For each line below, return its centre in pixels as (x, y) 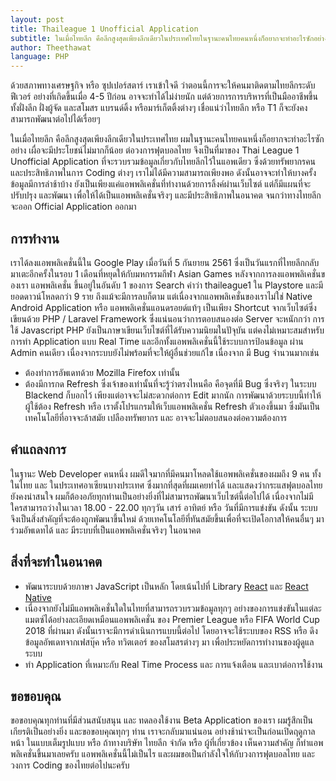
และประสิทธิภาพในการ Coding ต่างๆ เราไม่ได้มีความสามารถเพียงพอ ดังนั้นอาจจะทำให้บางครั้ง (163, 173)
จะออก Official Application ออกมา (73, 207)
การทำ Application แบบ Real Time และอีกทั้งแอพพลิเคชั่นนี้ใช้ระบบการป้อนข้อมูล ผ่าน (157, 341)
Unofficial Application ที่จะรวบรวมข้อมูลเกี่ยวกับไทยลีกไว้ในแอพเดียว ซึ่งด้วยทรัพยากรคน (163, 162)
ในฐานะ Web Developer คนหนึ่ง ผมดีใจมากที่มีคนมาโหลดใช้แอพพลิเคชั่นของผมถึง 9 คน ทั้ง (166, 473)
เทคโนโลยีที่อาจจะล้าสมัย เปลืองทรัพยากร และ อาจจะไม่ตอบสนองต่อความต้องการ (156, 417)
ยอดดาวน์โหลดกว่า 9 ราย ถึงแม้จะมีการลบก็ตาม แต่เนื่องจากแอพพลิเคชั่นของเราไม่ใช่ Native (161, 296)
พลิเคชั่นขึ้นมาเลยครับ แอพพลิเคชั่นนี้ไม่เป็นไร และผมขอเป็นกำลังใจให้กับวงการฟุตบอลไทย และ (162, 754)
